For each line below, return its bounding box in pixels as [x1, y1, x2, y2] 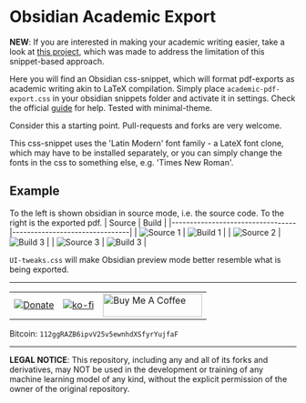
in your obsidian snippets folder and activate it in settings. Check [52, 93, 296, 104]
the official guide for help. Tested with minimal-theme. [9, 102, 212, 113]
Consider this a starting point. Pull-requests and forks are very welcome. [9, 120, 282, 131]
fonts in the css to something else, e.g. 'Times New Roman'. [9, 156, 234, 167]
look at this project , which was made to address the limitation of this [9, 45, 265, 56]
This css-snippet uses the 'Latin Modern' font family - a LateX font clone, [9, 137, 284, 148]
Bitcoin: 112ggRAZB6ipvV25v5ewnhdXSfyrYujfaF [9, 327, 179, 338]
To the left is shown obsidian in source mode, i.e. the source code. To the [9, 207, 285, 218]
